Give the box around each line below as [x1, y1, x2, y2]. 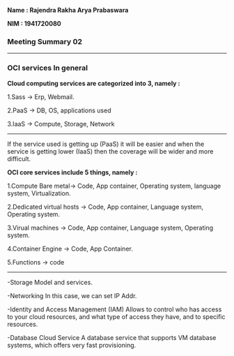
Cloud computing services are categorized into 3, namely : [7, 79, 180, 87]
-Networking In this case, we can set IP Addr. [7, 291, 137, 299]
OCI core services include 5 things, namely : [7, 168, 138, 177]
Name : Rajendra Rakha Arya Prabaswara [7, 6, 129, 14]
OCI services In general [7, 63, 88, 73]
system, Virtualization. [7, 188, 71, 198]
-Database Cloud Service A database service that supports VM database [7, 333, 217, 341]
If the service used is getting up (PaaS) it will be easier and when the [7, 140, 205, 148]
